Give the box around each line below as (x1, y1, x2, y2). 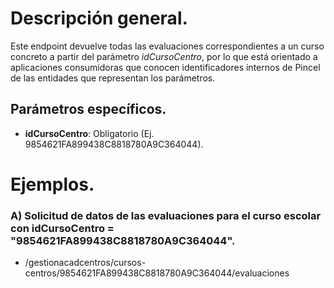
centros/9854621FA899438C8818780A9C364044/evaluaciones (24, 267, 290, 279)
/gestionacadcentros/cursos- (24, 257, 147, 269)
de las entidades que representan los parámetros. (10, 72, 216, 84)
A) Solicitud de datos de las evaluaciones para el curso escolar (10, 208, 322, 222)
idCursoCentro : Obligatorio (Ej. (24, 127, 155, 139)
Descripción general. (10, 7, 188, 30)
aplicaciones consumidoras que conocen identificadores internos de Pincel (10, 61, 321, 73)
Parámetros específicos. (10, 101, 167, 118)
